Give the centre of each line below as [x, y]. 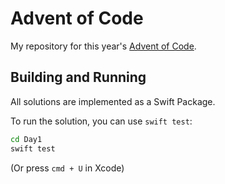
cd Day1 [26, 139]
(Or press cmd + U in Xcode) [67, 168]
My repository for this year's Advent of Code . [103, 46]
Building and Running [78, 77]
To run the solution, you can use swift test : [101, 121]
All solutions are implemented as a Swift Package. [113, 101]
